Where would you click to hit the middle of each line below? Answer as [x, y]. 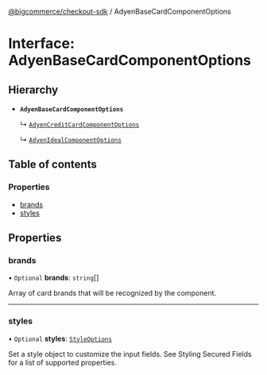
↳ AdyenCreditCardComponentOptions [79, 124]
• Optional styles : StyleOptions [60, 338]
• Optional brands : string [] [54, 278]
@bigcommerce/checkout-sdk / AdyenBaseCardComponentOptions [120, 12]
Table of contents [52, 165]
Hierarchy [33, 89]
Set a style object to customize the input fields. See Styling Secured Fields [130, 354]
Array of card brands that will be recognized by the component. [112, 293]
